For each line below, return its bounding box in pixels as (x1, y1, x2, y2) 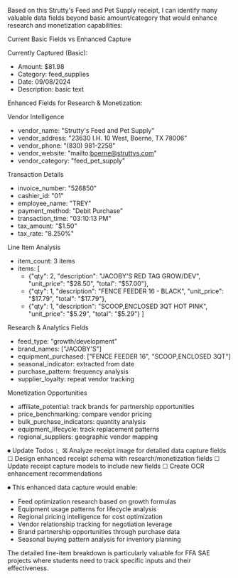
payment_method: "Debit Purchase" (17, 207, 123, 215)
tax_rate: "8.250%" (17, 229, 75, 237)
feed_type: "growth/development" (17, 337, 118, 345)
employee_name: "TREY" (17, 199, 92, 207)
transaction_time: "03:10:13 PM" (17, 214, 112, 222)
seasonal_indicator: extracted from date (17, 360, 135, 368)
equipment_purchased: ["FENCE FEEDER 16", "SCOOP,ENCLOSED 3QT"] (17, 352, 231, 361)
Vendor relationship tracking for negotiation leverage (17, 520, 173, 528)
